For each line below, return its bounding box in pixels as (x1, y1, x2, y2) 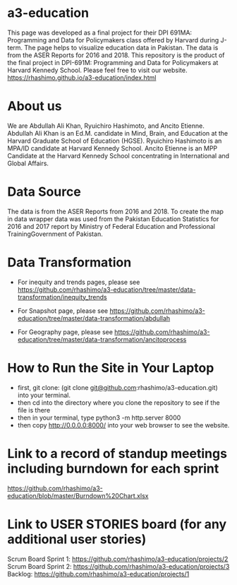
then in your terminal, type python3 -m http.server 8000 (17, 413, 181, 422)
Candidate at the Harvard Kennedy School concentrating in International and (7, 151, 230, 160)
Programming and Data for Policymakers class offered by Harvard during (7, 35, 219, 44)
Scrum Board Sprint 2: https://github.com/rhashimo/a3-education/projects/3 (7, 562, 230, 570)
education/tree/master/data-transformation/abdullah (17, 314, 171, 322)
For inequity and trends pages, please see (17, 278, 140, 286)
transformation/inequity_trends (17, 292, 107, 301)
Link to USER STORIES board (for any (7, 516, 227, 532)
